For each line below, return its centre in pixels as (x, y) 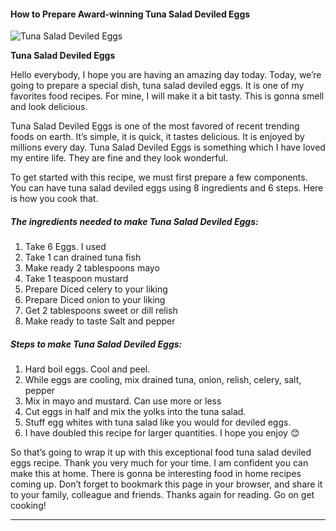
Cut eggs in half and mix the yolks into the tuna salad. (135, 412)
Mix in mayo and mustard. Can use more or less (123, 401)
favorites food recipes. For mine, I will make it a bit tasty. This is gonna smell (167, 96)
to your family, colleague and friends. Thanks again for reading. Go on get (162, 495)
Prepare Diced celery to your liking (96, 289)
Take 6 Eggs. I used (65, 247)
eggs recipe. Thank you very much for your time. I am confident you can (159, 463)
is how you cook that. (54, 199)
